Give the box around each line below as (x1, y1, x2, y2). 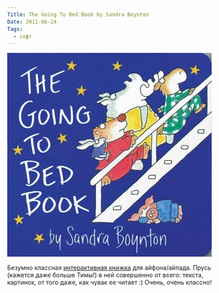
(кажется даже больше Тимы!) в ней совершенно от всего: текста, (7, 271, 204, 279)
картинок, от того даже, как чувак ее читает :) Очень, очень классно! (7, 279, 212, 287)
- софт (13, 33, 32, 40)
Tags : (7, 25, 23, 32)
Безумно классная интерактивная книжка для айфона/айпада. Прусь (7, 263, 211, 272)
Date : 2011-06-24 (7, 18, 57, 25)
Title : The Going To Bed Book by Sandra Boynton (7, 11, 149, 18)
